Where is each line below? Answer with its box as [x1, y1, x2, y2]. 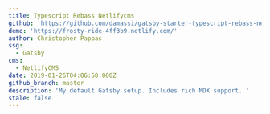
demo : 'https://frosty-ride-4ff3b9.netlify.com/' [8, 26, 178, 35]
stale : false [8, 94, 52, 102]
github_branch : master [8, 79, 84, 87]
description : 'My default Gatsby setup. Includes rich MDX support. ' [8, 86, 250, 95]
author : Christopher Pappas [8, 34, 103, 43]
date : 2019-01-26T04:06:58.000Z [8, 71, 117, 79]
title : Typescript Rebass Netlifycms [8, 11, 135, 20]
